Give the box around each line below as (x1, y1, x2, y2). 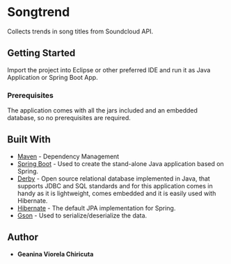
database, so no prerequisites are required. (7, 114, 131, 122)
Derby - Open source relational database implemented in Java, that (17, 174, 210, 183)
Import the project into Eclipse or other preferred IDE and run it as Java (7, 65, 211, 74)
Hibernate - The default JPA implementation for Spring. (17, 204, 176, 212)
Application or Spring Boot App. (7, 73, 99, 81)
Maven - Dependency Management (17, 152, 120, 160)
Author (7, 231, 38, 243)
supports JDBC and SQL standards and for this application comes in (17, 181, 214, 190)
